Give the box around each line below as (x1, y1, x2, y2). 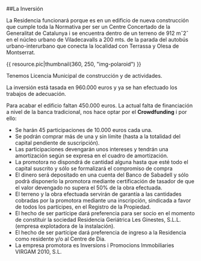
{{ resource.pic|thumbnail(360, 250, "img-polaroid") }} (6, 60, 141, 68)
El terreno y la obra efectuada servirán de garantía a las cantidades (14, 190, 182, 198)
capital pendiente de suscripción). (14, 139, 100, 146)
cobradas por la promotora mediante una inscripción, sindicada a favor (14, 197, 191, 204)
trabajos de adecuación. (6, 90, 66, 97)
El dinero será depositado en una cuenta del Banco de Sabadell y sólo (14, 171, 189, 178)
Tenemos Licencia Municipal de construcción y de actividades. (6, 72, 162, 79)
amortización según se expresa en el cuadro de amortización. (14, 152, 169, 159)
